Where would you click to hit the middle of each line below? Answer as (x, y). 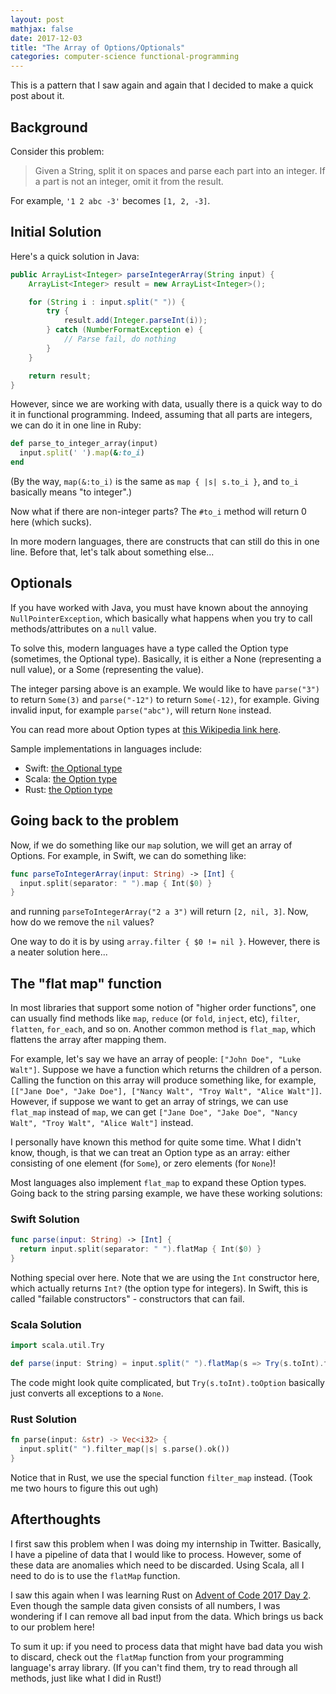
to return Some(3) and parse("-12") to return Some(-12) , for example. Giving (165, 699)
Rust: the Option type (68, 789)
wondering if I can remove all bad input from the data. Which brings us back (167, 1616)
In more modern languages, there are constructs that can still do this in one (165, 541)
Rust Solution (43, 1419)
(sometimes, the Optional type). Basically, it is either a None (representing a (166, 658)
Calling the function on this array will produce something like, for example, (163, 1080)
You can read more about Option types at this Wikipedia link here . (146, 729)
